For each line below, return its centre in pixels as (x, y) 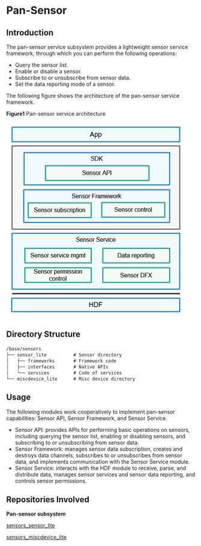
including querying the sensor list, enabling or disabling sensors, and (100, 436)
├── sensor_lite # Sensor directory (64, 355)
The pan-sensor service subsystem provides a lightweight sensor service (97, 47)
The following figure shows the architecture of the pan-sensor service (93, 96)
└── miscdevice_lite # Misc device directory (71, 379)
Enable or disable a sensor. (48, 71)
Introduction (30, 33)
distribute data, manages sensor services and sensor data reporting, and (105, 474)
